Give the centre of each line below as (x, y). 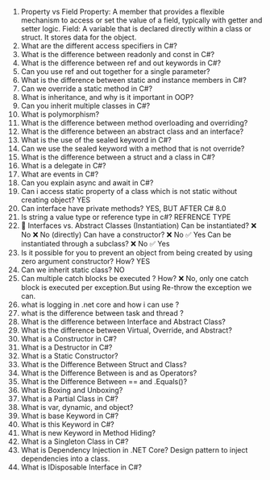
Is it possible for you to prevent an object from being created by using (137, 252)
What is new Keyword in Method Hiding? (88, 433)
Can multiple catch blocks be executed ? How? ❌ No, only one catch (135, 278)
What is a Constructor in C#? (69, 339)
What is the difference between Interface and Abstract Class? (123, 322)
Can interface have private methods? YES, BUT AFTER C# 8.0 (123, 208)
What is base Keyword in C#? (70, 416)
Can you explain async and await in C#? (87, 183)
